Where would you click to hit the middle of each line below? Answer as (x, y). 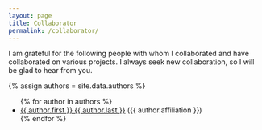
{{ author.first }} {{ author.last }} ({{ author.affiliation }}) (111, 110)
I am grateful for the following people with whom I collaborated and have (129, 54)
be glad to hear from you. (50, 71)
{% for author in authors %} (66, 102)
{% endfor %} (43, 119)
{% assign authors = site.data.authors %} (77, 86)
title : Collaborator (43, 23)
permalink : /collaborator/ (54, 30)
